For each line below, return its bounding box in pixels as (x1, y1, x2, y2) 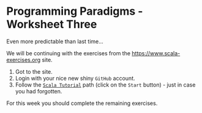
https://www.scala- (131, 49, 181, 56)
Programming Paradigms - (6, 4, 143, 18)
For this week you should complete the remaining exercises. (6, 99, 158, 107)
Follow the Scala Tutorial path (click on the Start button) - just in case (15, 81, 196, 88)
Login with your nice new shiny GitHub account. (15, 74, 135, 82)
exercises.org (6, 56, 41, 63)
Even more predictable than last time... (6, 37, 104, 45)
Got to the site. (15, 68, 53, 75)
